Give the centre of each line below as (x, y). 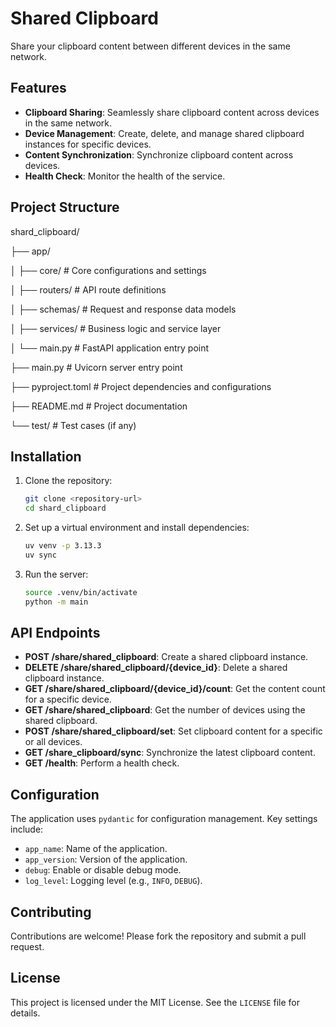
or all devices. (53, 742)
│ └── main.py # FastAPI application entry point (110, 348)
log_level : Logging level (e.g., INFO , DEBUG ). (113, 881)
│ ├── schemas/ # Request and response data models (123, 309)
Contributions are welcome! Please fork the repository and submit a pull (158, 936)
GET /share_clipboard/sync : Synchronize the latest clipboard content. (170, 753)
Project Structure (65, 207)
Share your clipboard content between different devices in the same (150, 46)
